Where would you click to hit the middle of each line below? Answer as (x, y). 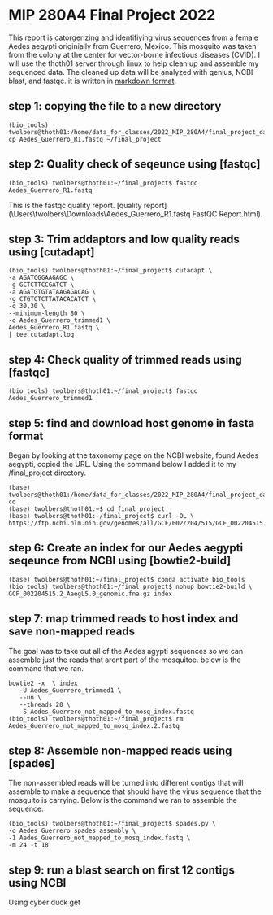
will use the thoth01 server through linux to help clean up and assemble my (134, 63)
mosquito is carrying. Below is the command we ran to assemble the (123, 800)
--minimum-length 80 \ (47, 314)
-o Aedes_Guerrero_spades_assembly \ (72, 831)
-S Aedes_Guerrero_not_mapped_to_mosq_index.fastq (107, 712)
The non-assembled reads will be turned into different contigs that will (126, 783)
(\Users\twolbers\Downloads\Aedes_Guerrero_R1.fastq (100, 214)
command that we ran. (46, 668)
